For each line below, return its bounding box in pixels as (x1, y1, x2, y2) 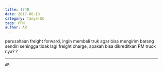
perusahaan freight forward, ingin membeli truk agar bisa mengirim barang (5, 38, 154, 44)
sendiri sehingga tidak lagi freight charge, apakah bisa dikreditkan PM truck (5, 43, 156, 49)
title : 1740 (5, 7, 29, 12)
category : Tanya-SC (5, 16, 45, 21)
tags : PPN (5, 20, 25, 26)
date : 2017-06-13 (5, 12, 40, 16)
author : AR (5, 25, 27, 30)
